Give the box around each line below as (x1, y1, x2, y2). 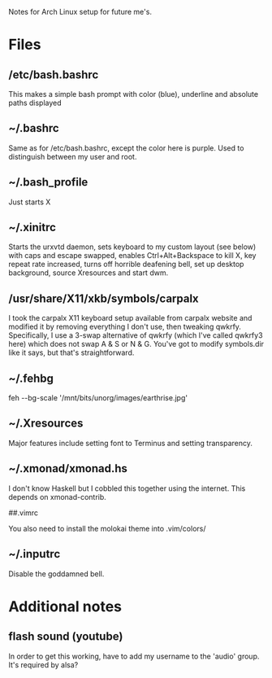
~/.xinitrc (8, 221, 57, 234)
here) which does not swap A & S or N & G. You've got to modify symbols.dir (8, 339, 265, 349)
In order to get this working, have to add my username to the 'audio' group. (8, 651, 260, 661)
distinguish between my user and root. (8, 151, 137, 161)
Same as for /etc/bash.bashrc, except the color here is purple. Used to (8, 142, 244, 153)
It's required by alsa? (8, 659, 79, 670)
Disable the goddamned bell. (8, 569, 105, 579)
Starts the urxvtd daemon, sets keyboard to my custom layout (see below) (8, 242, 257, 252)
